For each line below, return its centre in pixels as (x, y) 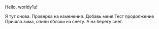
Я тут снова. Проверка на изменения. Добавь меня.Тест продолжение (79, 16)
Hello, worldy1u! (21, 7)
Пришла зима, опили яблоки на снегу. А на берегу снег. (64, 22)
